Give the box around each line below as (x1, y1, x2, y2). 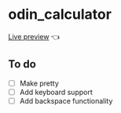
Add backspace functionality (19, 96, 113, 105)
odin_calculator (8, 5, 112, 24)
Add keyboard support (19, 87, 93, 97)
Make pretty (19, 78, 59, 88)
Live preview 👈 (8, 31, 60, 41)
